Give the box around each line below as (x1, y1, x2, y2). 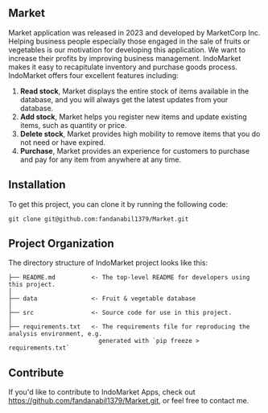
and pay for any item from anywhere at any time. (19, 155, 182, 164)
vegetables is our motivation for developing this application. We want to (8, 44, 246, 55)
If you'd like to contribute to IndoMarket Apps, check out (8, 387, 196, 397)
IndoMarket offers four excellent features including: (8, 70, 179, 80)
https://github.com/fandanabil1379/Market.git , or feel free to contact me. (8, 396, 249, 406)
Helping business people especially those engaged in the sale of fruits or (8, 36, 251, 46)
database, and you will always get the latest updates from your (19, 94, 229, 104)
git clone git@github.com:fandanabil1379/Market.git (8, 215, 189, 223)
